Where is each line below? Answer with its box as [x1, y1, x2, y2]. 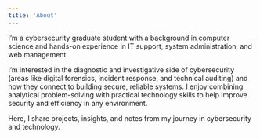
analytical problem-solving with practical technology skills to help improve [8, 90, 248, 99]
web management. [8, 49, 69, 59]
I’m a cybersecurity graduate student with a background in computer [8, 33, 230, 42]
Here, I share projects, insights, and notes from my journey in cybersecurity [8, 113, 252, 123]
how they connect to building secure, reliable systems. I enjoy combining [8, 82, 244, 91]
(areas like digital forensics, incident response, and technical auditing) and [8, 73, 248, 82]
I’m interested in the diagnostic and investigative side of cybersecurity [8, 64, 235, 75]
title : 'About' [8, 11, 58, 20]
